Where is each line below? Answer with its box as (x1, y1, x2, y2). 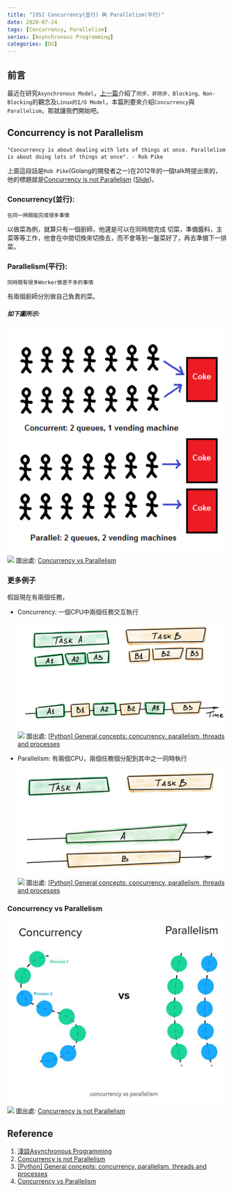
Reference (7, 1127, 54, 1140)
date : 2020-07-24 (7, 18, 58, 26)
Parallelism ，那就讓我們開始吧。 (7, 106, 103, 114)
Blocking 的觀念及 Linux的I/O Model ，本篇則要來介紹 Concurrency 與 (7, 98, 195, 106)
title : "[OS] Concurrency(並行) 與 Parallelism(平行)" (7, 11, 165, 18)
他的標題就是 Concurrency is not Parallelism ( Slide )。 (7, 175, 158, 183)
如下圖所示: (7, 309, 40, 317)
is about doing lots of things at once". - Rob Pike (7, 153, 164, 160)
